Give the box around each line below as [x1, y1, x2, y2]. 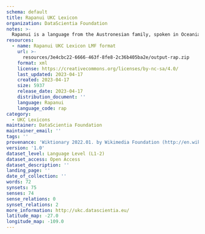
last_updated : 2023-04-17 [17, 71, 84, 77]
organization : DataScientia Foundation [6, 20, 108, 26]
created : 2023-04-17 [17, 77, 70, 83]
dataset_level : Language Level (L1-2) [6, 151, 105, 157]
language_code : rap [17, 105, 67, 112]
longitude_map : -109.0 [6, 219, 64, 225]
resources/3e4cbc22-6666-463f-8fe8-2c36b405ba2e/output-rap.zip [22, 54, 190, 60]
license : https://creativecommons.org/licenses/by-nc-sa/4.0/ [17, 65, 179, 72]
